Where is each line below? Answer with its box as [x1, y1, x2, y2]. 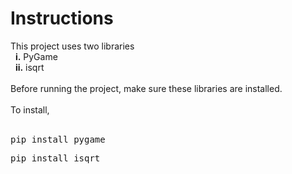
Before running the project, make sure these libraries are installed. [10, 82, 283, 94]
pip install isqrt [10, 152, 101, 164]
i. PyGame [14, 50, 58, 62]
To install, [10, 103, 50, 116]
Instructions [10, 7, 114, 30]
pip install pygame [10, 133, 106, 145]
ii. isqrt [14, 61, 45, 73]
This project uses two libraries [10, 40, 135, 52]
